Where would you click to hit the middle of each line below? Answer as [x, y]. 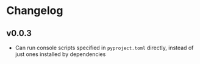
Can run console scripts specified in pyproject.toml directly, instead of [104, 48]
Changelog [35, 11]
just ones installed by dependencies [60, 54]
